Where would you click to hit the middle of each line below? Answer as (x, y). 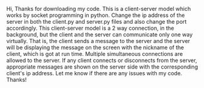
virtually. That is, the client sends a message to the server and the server (98, 41)
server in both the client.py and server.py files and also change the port (96, 22)
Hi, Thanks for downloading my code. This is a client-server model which (99, 9)
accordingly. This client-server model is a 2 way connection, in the (90, 28)
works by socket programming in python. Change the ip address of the (96, 15)
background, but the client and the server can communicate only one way (100, 35)
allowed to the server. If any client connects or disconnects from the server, (102, 60)
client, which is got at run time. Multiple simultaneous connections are (95, 54)
